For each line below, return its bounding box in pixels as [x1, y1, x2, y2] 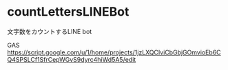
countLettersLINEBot [7, 4, 129, 20]
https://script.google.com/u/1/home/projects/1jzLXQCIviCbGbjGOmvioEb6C [7, 48, 222, 56]
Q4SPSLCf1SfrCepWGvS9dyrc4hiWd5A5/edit [7, 55, 136, 63]
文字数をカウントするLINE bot [7, 27, 92, 35]
